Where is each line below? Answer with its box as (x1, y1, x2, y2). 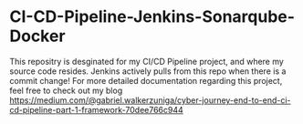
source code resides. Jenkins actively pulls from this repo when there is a (9, 66, 287, 77)
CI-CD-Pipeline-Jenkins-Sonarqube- (9, 6, 295, 27)
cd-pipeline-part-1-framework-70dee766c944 (9, 104, 184, 115)
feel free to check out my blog (9, 85, 123, 96)
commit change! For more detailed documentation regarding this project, (9, 75, 283, 86)
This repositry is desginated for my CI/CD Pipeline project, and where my (9, 56, 285, 67)
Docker (9, 26, 66, 46)
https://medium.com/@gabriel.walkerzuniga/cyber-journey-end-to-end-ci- (9, 94, 291, 106)
